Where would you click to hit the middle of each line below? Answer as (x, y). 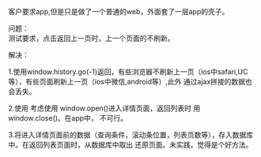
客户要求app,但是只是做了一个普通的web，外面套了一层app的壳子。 (119, 11)
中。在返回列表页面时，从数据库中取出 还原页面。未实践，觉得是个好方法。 (130, 145)
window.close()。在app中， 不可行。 (68, 118)
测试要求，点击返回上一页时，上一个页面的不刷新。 (91, 38)
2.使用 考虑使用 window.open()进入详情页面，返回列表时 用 (104, 108)
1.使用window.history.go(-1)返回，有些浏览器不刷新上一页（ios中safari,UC (128, 72)
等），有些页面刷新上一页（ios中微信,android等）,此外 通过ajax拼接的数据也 (130, 82)
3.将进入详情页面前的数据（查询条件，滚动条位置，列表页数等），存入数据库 (131, 135)
